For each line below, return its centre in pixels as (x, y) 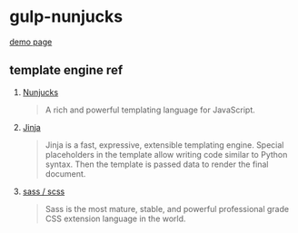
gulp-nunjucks (66, 17)
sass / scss (44, 191)
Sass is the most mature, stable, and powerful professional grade (167, 209)
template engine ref (66, 70)
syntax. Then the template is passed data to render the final (157, 164)
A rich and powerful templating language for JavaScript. (150, 110)
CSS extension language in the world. (115, 218)
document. (65, 173)
